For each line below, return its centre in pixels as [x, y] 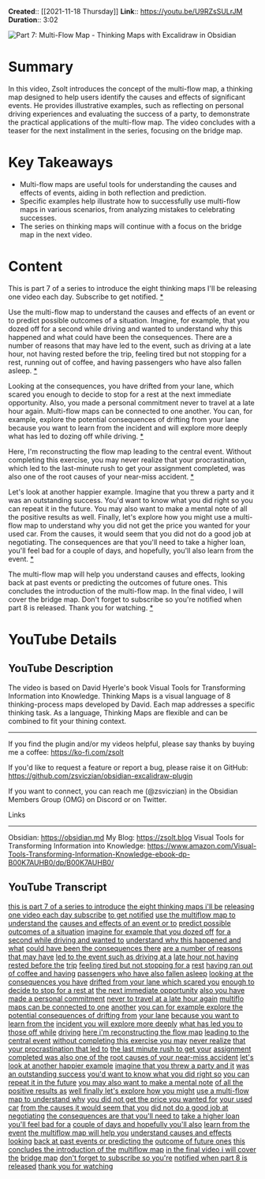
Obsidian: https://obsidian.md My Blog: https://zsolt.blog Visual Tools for [126, 837]
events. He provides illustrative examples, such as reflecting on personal [126, 105]
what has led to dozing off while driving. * [76, 436]
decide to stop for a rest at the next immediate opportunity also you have [127, 990]
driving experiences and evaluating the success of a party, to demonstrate [129, 114]
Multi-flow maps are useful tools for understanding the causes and [128, 184]
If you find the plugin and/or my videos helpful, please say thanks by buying [131, 744]
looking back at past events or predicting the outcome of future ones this [127, 1141]
